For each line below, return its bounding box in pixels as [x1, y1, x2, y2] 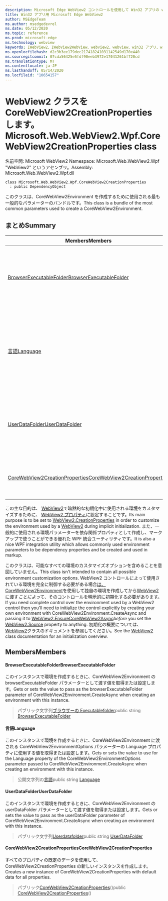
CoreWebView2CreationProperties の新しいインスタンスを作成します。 [5, 863, 151, 869]
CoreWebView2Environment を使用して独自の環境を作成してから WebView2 [5, 587, 159, 593]
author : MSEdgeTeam [5, 17, 46, 22]
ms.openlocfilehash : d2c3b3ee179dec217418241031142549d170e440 [5, 49, 140, 54]
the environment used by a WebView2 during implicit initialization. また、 [5, 523, 155, 529]
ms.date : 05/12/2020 [5, 26, 48, 31]
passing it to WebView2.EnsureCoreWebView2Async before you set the [5, 615, 151, 621]
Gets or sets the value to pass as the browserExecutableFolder [13, 686, 143, 692]
